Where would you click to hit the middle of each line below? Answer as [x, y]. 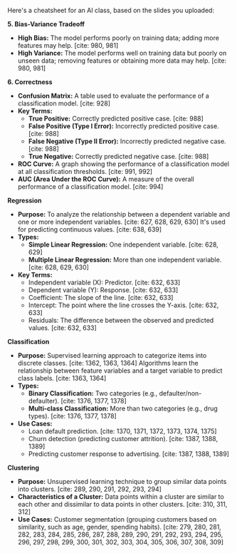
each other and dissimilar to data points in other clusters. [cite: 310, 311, [122, 504]
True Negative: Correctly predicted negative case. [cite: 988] [118, 156]
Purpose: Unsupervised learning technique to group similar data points [122, 481]
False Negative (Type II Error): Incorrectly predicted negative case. [127, 141]
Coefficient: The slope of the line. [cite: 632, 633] [101, 298]
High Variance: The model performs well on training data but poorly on [122, 53]
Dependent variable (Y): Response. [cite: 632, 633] [103, 290]
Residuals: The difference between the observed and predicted [121, 320]
